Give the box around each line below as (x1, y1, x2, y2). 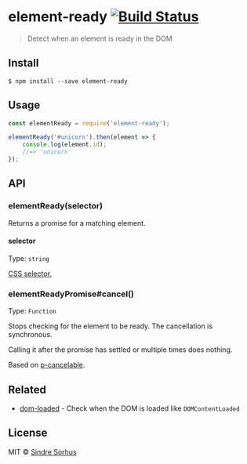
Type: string (8, 253, 49, 263)
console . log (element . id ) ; (22, 141, 107, 149)
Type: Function (8, 306, 57, 316)
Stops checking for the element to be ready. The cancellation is (8, 321, 213, 331)
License (8, 426, 48, 440)
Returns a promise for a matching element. (8, 218, 147, 227)
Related (8, 382, 47, 396)
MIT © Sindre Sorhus (8, 447, 77, 456)
